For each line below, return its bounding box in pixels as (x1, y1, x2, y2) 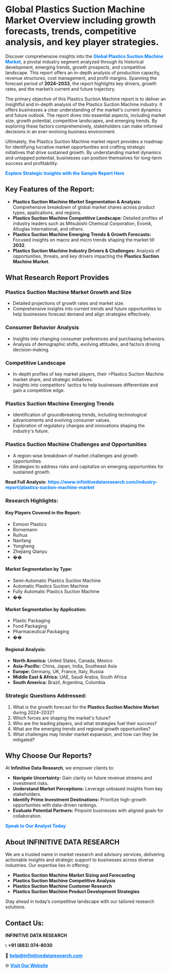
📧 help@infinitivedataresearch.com (5, 953, 83, 959)
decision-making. (12, 346, 50, 353)
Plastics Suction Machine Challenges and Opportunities (5, 441, 147, 448)
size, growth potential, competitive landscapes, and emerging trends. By (5, 117, 158, 123)
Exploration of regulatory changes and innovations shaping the (12, 423, 145, 429)
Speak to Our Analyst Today (5, 823, 66, 829)
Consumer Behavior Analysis (5, 324, 79, 331)
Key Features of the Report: (5, 185, 95, 194)
